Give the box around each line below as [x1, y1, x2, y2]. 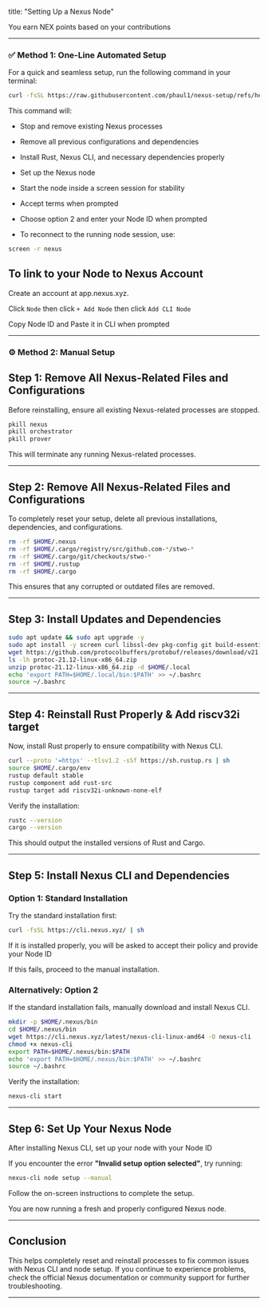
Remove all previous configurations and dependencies [19, 137, 199, 147]
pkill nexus [8, 420, 48, 428]
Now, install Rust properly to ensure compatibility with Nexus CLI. [8, 741, 223, 751]
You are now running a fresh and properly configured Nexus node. [8, 1204, 227, 1213]
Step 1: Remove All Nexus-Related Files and [8, 371, 229, 385]
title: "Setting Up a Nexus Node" [8, 7, 114, 16]
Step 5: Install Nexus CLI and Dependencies [8, 869, 230, 882]
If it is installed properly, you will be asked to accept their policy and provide [8, 941, 258, 950]
